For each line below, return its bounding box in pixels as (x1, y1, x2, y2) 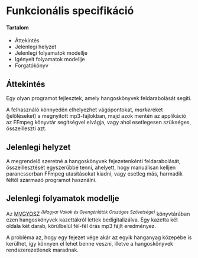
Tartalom (6, 24, 29, 31)
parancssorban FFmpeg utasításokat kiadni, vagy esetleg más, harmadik (6, 170, 183, 177)
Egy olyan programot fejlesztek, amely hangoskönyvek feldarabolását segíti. (6, 95, 192, 102)
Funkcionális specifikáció (6, 4, 134, 18)
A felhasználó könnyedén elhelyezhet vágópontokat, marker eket (6, 106, 163, 113)
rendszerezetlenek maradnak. (6, 246, 79, 254)
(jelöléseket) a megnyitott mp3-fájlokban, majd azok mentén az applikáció (6, 113, 187, 120)
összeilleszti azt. (6, 125, 47, 132)
